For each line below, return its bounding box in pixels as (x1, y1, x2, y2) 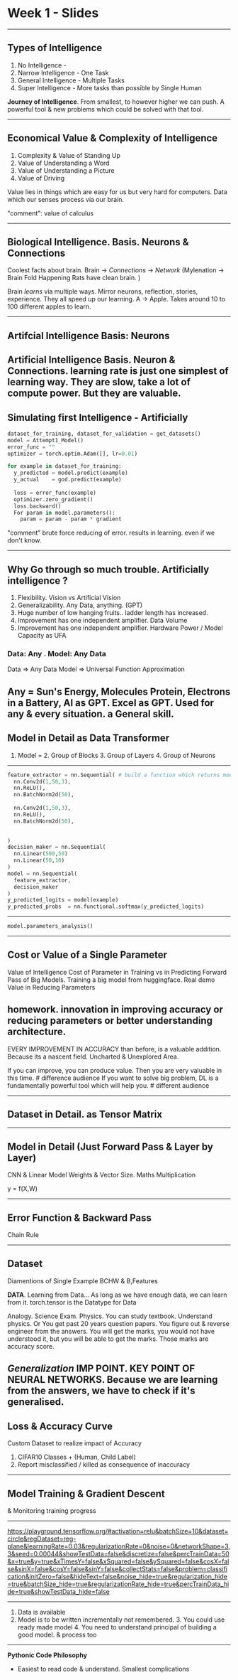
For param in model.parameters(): (13, 509, 115, 516)
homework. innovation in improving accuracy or (7, 1004, 223, 1016)
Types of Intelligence (7, 42, 103, 54)
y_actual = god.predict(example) (13, 476, 122, 483)
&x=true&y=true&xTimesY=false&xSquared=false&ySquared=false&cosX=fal (7, 1557, 229, 1566)
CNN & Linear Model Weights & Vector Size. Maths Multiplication (7, 1171, 196, 1179)
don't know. (7, 536, 42, 545)
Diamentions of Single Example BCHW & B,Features (7, 1276, 158, 1285)
